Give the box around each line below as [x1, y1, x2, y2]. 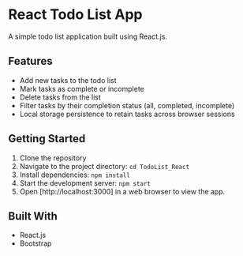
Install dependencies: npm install [19, 170, 130, 179]
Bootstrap [19, 239, 52, 248]
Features [8, 55, 53, 68]
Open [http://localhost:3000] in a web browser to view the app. [19, 186, 226, 196]
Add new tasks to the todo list [19, 75, 117, 85]
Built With [8, 209, 58, 223]
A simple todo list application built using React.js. [8, 32, 168, 41]
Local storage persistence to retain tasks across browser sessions [19, 109, 235, 119]
